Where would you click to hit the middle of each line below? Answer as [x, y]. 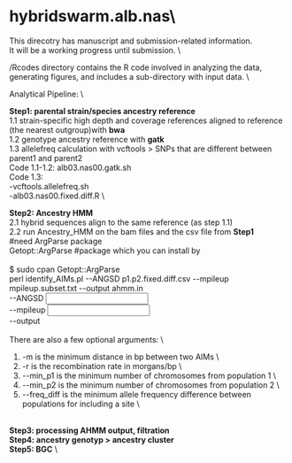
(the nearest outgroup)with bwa [67, 129]
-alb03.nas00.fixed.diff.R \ [57, 196]
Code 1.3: [27, 177]
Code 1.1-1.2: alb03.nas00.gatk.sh [70, 167]
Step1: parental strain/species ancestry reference [103, 111]
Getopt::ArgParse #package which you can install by [105, 251]
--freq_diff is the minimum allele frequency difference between [137, 394]
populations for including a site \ [81, 404]
